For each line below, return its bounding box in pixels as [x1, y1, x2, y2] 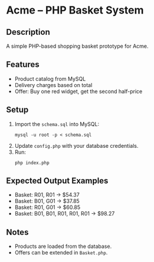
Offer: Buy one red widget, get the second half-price [14, 88, 143, 95]
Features [6, 59, 40, 69]
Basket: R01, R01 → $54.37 [14, 191, 80, 198]
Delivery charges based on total [14, 81, 93, 88]
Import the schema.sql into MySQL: [14, 120, 99, 127]
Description [6, 27, 50, 37]
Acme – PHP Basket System [6, 4, 144, 17]
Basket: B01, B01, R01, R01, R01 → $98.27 [14, 210, 115, 217]
